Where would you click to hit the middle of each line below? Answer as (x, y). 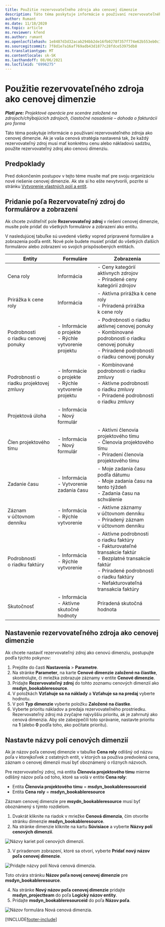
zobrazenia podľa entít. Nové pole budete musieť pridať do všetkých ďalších (82, 241)
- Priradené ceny (117, 279)
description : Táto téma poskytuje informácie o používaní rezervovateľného (84, 14)
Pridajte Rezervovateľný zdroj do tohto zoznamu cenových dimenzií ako (85, 683)
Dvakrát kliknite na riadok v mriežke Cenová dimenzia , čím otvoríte (80, 816)
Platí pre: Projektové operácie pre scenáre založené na (61, 113)
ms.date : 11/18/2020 (26, 23)
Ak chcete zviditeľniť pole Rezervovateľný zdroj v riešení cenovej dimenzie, (82, 221)
